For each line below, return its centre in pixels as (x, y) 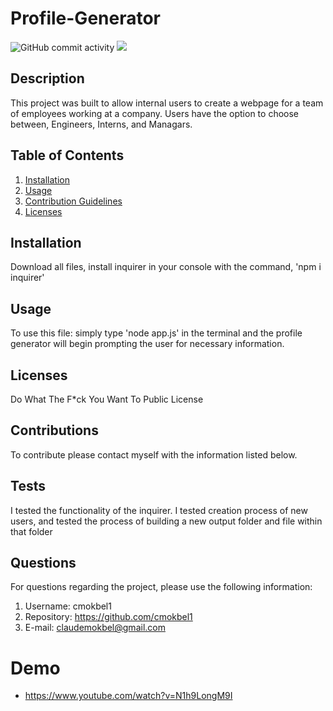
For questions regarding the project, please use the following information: (161, 587)
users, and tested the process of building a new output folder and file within (166, 521)
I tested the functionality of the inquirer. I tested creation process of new (159, 510)
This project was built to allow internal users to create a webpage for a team (167, 103)
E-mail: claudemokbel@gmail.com (95, 628)
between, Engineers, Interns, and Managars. (101, 124)
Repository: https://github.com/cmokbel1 (108, 617)
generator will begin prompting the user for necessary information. (147, 344)
